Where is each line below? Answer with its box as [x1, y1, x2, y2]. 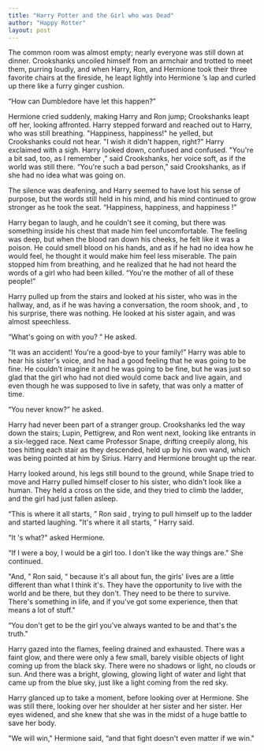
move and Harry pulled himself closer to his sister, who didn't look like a [8, 477, 242, 487]
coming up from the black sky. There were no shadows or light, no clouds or [8, 661, 256, 671]
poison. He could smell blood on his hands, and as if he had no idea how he [8, 243, 254, 252]
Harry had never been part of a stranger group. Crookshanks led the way [8, 420, 246, 430]
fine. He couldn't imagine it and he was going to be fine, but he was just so [8, 364, 251, 374]
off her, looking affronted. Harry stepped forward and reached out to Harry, [8, 120, 253, 130]
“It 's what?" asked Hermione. [8, 533, 105, 543]
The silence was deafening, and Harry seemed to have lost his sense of [8, 186, 241, 196]
